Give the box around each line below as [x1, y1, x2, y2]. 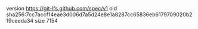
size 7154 [35, 17, 58, 24]
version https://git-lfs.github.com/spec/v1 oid [6, 5, 117, 12]
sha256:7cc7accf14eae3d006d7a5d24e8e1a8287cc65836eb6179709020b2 [6, 11, 193, 18]
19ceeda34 [6, 17, 34, 24]
